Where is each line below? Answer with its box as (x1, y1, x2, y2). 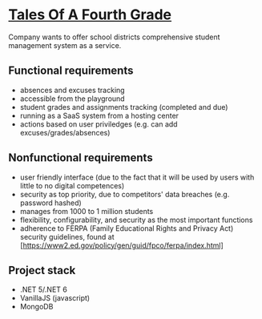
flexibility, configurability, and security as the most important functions (19, 215, 253, 224)
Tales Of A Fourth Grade (8, 6, 172, 24)
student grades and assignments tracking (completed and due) (19, 102, 228, 111)
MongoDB (19, 302, 54, 312)
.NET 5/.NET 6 (19, 285, 68, 294)
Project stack (8, 263, 76, 277)
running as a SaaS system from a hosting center (19, 111, 179, 120)
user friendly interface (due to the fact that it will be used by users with (19, 172, 255, 182)
